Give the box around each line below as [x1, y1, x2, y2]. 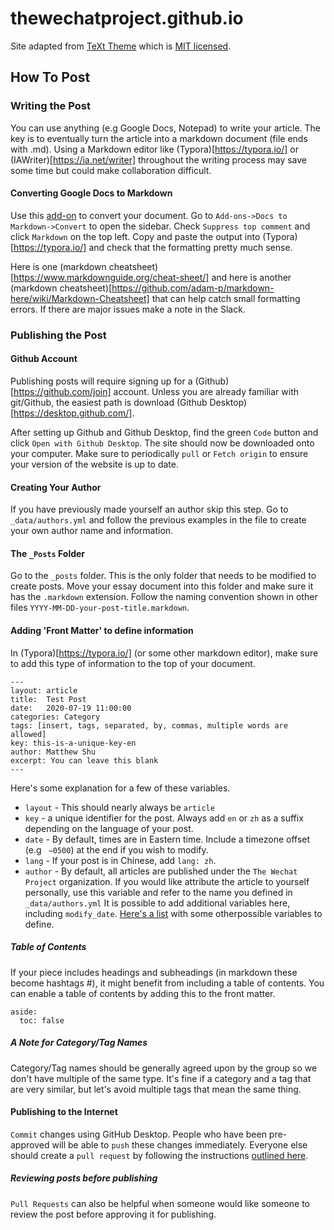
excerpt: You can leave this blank [10, 755, 159, 766]
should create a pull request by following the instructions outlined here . [10, 1149, 309, 1161]
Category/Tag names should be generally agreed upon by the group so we [10, 1062, 318, 1074]
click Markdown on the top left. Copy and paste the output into [10, 230, 261, 242]
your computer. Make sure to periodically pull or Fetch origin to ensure [10, 447, 309, 459]
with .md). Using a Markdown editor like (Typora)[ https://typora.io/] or [10, 143, 299, 155]
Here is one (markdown [10, 260, 107, 272]
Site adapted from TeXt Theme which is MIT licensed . [10, 40, 232, 52]
